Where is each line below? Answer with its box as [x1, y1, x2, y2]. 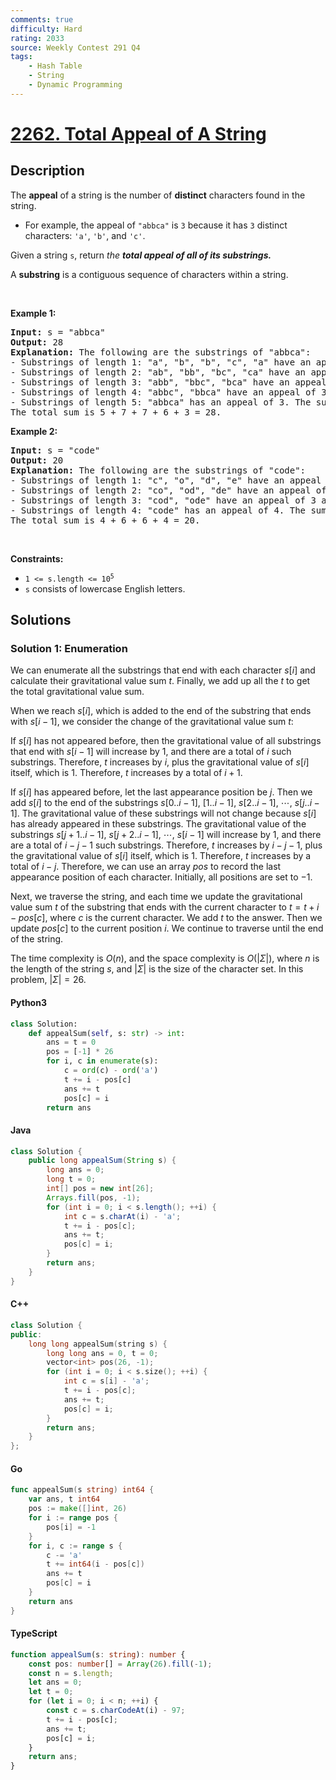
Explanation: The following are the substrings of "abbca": [10, 346, 312, 358]
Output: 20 [10, 454, 64, 466]
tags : [10, 52, 33, 62]
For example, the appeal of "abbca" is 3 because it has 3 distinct [24, 219, 288, 231]
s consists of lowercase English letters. [24, 582, 186, 595]
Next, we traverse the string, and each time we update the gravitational [10, 891, 303, 903]
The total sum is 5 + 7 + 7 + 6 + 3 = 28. [10, 406, 222, 418]
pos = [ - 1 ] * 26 [46, 1047, 114, 1057]
